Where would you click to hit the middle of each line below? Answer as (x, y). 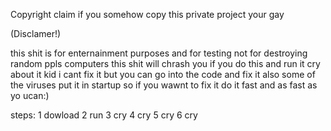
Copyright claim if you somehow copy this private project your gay (147, 14)
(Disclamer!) (36, 33)
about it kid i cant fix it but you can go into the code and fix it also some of (163, 74)
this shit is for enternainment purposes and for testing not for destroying (159, 53)
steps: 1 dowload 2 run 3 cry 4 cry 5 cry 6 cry (104, 115)
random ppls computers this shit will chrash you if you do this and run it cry (165, 63)
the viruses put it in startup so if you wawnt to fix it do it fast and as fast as (164, 85)
